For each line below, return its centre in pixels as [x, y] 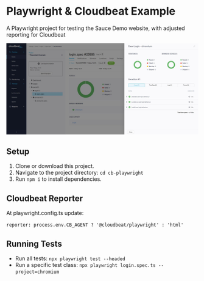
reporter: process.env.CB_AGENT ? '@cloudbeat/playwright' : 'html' [95, 225]
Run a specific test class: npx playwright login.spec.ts [86, 265]
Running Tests [34, 243]
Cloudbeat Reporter [45, 198]
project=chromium [37, 272]
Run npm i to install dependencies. [58, 179]
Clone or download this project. [55, 166]
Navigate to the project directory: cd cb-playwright [79, 173]
